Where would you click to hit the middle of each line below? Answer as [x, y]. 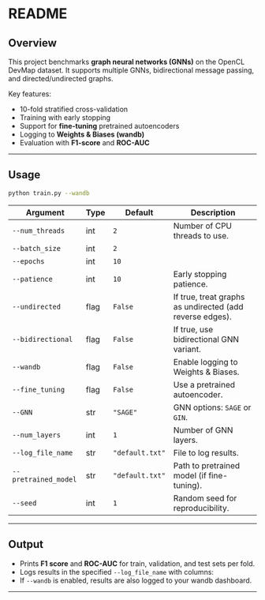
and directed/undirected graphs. [61, 79]
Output [26, 544]
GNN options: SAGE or [212, 407]
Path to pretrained [207, 465]
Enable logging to [205, 362]
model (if [190, 475]
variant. [187, 349]
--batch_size [37, 248]
